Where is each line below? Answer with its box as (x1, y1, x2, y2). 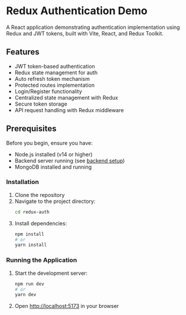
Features (6, 47, 40, 57)
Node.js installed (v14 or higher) (14, 150, 93, 157)
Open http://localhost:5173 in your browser (14, 303, 119, 310)
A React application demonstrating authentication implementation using (6, 24, 180, 31)
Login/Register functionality (14, 87, 83, 95)
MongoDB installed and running (14, 163, 92, 170)
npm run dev (14, 281, 44, 287)
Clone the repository (14, 191, 65, 198)
